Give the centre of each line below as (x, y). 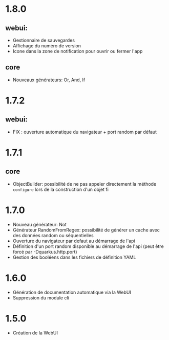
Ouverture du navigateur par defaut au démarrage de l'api (74, 241)
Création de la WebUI (35, 333)
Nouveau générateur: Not (39, 224)
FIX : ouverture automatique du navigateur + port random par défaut (85, 132)
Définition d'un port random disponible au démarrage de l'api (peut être (88, 246)
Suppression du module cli (41, 298)
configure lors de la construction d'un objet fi (61, 189)
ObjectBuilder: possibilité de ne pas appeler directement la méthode (84, 184)
